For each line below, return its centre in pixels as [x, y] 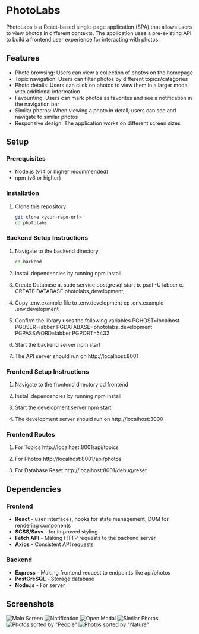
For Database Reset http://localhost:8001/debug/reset [81, 470]
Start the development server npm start [63, 407]
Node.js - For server [40, 585]
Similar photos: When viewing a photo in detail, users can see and [95, 110]
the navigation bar [37, 104]
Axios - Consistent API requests [54, 544]
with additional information [47, 91]
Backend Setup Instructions [47, 238]
